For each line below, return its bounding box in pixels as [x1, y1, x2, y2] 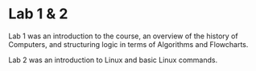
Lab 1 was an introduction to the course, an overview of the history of [8, 31, 239, 41]
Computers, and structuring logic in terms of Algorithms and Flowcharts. [8, 39, 249, 49]
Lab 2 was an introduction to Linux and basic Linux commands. [8, 55, 218, 65]
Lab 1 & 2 [8, 5, 68, 23]
